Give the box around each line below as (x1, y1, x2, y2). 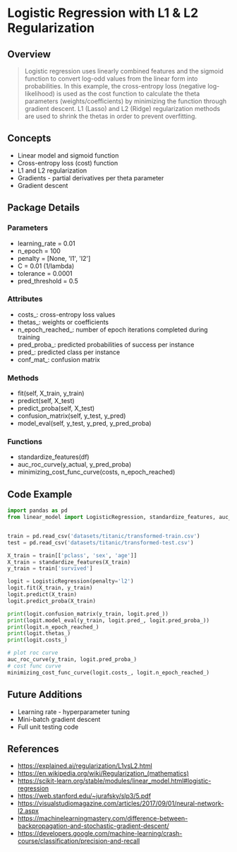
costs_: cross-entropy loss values (17, 310, 116, 319)
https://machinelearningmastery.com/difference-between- (17, 815, 188, 823)
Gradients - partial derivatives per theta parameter (17, 173, 164, 182)
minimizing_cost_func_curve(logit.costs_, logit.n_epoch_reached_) (7, 669, 210, 676)
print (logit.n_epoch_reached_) (7, 624, 99, 631)
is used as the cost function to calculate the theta (56, 90, 200, 98)
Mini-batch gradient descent (17, 715, 101, 723)
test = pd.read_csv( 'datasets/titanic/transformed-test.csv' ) (7, 539, 194, 546)
